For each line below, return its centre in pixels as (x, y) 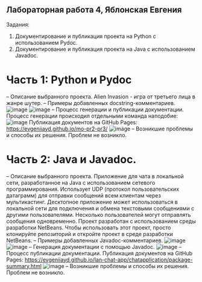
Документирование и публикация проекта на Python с (85, 36)
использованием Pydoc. (46, 42)
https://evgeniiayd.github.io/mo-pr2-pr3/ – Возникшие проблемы (100, 129)
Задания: (18, 24)
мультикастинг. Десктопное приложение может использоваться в (92, 202)
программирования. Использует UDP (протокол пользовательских (93, 189)
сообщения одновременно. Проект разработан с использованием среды (101, 221)
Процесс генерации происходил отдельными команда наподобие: (92, 116)
